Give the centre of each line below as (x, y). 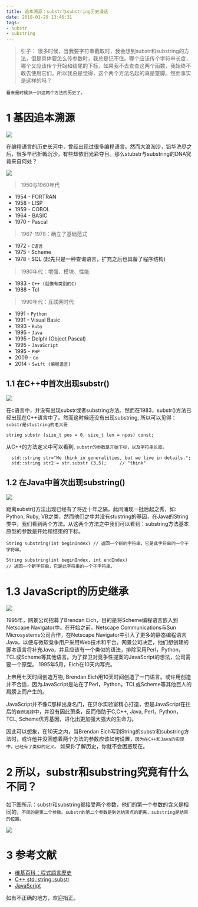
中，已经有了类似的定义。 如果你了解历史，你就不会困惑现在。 (77, 746)
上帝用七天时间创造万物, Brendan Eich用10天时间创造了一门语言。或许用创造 (99, 677)
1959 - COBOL (32, 209)
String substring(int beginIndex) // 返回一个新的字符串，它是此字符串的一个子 (98, 543)
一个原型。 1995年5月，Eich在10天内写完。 (63, 664)
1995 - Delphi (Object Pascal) (50, 339)
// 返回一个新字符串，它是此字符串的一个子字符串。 (60, 566)
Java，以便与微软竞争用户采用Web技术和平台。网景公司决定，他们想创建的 (98, 642)
